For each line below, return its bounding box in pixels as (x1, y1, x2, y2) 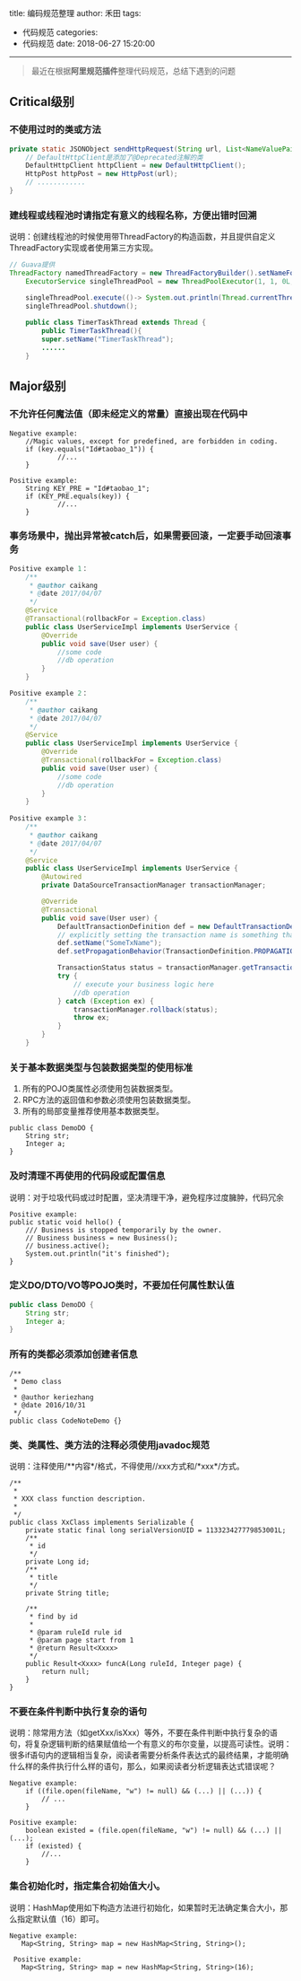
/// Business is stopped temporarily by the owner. (25, 1225, 222, 1234)
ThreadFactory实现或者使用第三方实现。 (9, 242, 159, 253)
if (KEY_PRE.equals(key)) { (25, 492, 130, 501)
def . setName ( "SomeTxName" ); (56, 939, 163, 948)
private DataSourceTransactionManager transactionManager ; (41, 881, 267, 890)
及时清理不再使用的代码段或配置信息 (9, 1170, 166, 1182)
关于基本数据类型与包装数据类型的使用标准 (9, 1061, 193, 1074)
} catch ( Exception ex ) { (56, 996, 154, 1005)
